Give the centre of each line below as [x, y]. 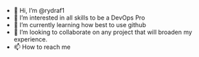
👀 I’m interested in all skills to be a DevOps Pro [79, 18]
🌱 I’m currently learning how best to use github [80, 25]
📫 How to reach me [42, 47]
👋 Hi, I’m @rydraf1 [39, 11]
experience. [31, 39]
